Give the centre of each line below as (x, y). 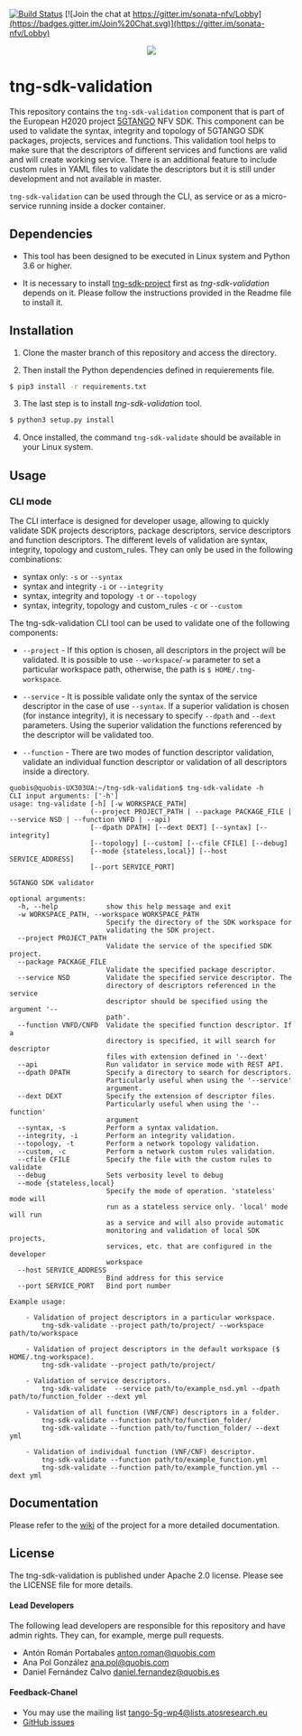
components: (34, 633)
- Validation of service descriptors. (98, 1381)
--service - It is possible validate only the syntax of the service (140, 696)
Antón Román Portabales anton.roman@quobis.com (119, 1652)
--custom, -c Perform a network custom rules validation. (147, 1152)
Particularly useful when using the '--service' (199, 1080)
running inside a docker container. (102, 205)
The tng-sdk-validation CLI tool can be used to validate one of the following (150, 623)
